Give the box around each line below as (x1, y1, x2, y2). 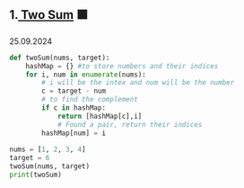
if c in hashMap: (41, 103, 106, 112)
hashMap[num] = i (41, 129, 106, 138)
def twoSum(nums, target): (9, 53, 110, 62)
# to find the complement (41, 95, 139, 104)
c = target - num (41, 86, 106, 96)
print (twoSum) (9, 170, 63, 180)
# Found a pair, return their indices (57, 120, 203, 129)
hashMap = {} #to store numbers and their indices (25, 61, 219, 70)
